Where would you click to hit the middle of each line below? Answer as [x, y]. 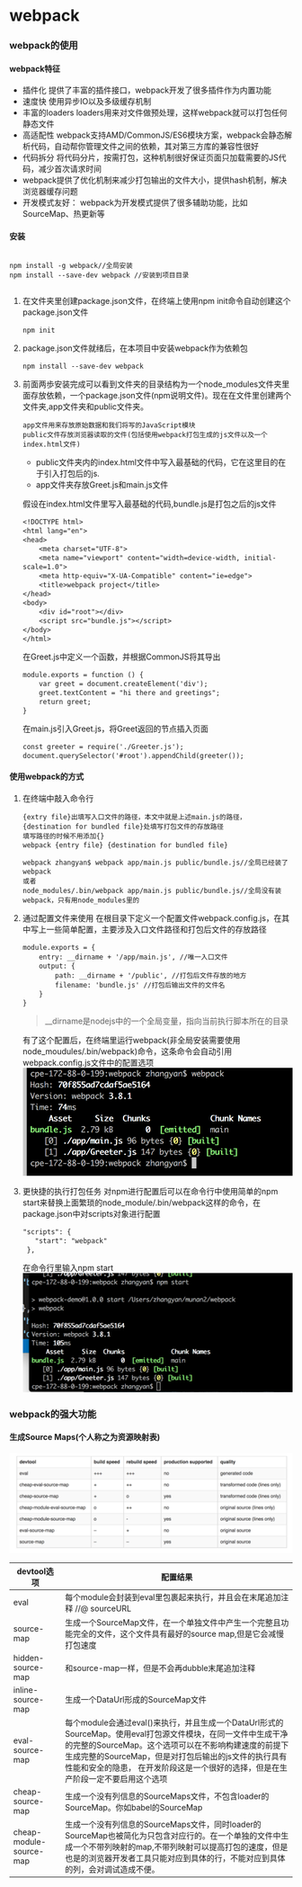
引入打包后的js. [72, 473]
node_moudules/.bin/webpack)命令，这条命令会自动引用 [127, 1051]
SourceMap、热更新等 [63, 214]
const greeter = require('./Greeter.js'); [103, 747]
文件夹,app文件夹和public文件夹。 [85, 407]
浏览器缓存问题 [50, 192]
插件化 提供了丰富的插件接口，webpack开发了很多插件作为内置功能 [147, 90]
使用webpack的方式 [47, 777]
